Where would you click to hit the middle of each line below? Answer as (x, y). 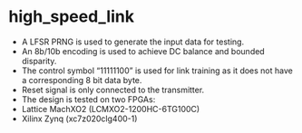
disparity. (39, 61)
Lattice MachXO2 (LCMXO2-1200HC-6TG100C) (111, 109)
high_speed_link (72, 17)
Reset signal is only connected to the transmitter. (113, 90)
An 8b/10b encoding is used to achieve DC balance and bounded (143, 51)
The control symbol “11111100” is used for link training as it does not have (157, 71)
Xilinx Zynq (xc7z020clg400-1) (79, 119)
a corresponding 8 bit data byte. (82, 80)
